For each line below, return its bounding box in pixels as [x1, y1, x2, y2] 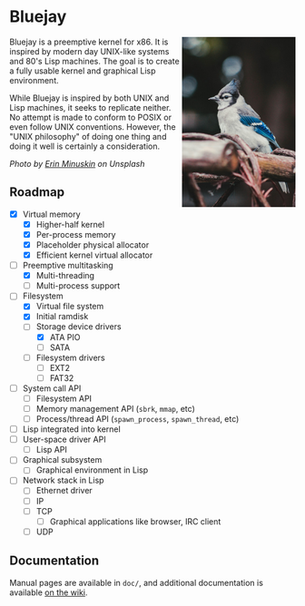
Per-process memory [35, 229, 116, 239]
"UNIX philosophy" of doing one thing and [9, 131, 167, 142]
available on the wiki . [9, 587, 88, 598]
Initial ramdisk [35, 311, 89, 322]
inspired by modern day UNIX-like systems [9, 45, 170, 56]
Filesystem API [35, 393, 93, 404]
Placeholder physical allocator [35, 239, 150, 250]
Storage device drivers [35, 321, 122, 332]
